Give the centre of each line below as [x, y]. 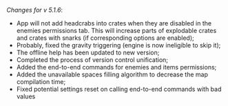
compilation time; [41, 82]
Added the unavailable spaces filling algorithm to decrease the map [112, 74]
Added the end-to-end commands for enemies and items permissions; [116, 67]
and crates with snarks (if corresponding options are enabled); [105, 38]
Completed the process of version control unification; [92, 60]
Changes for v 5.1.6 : [35, 10]
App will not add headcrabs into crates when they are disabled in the [114, 23]
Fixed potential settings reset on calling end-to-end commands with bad [119, 89]
